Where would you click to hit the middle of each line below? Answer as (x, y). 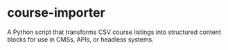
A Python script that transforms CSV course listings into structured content (114, 32)
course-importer (56, 13)
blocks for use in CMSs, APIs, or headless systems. (80, 39)
